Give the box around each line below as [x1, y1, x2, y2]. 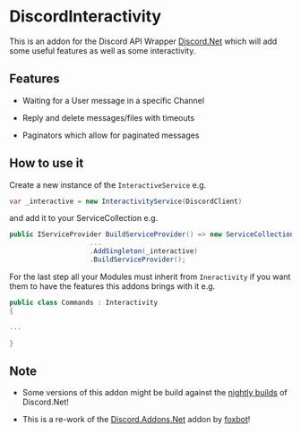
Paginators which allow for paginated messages [21, 130, 200, 140]
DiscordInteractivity [9, 6, 162, 27]
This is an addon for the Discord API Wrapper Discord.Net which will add [9, 36, 278, 47]
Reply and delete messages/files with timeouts [21, 112, 195, 123]
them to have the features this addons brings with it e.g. [9, 280, 216, 292]
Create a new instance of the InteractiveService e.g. [9, 179, 207, 190]
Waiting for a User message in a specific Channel [21, 95, 204, 106]
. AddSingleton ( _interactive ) [89, 247, 199, 256]
